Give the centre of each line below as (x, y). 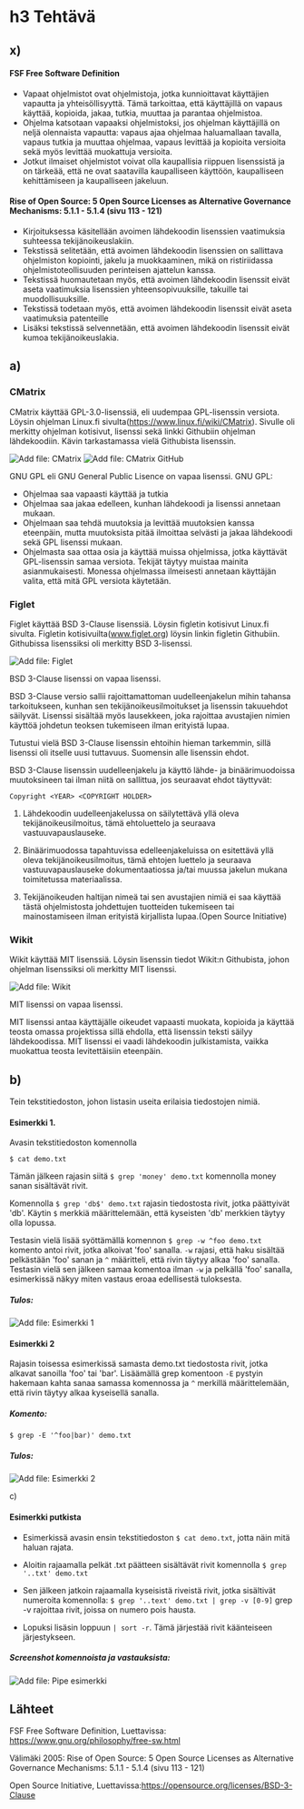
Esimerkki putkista (45, 1517)
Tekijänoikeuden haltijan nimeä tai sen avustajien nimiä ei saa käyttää (152, 897)
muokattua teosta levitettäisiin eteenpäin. (86, 1051)
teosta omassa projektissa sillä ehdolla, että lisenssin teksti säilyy (131, 1032)
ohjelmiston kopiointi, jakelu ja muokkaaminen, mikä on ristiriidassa (148, 260)
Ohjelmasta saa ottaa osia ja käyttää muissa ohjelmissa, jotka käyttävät (155, 551)
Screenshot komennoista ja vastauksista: (90, 1658)
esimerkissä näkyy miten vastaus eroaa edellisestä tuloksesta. (126, 1279)
